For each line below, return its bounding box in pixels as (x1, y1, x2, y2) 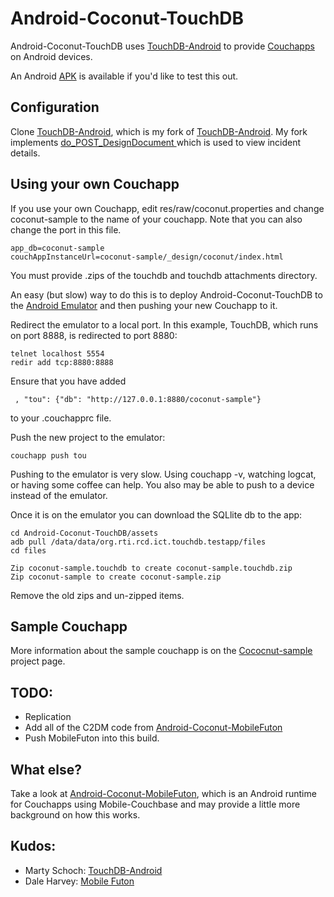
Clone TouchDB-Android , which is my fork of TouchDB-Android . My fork (10, 125, 308, 137)
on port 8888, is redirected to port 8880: (10, 329, 178, 341)
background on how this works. (10, 809, 141, 821)
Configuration (10, 99, 100, 116)
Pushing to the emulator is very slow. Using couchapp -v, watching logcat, (10, 468, 317, 480)
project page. (10, 655, 66, 667)
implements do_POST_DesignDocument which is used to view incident (10, 136, 302, 148)
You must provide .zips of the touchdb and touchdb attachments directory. (10, 269, 318, 281)
